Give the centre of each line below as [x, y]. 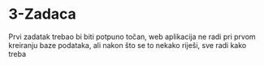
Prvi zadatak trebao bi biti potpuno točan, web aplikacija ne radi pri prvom [132, 37]
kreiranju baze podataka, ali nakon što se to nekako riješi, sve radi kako [128, 45]
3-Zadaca [42, 14]
